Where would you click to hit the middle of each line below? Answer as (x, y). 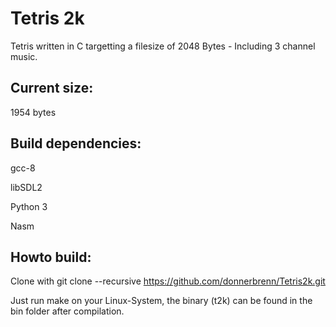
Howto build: (51, 257)
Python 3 (29, 206)
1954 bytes (33, 112)
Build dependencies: (76, 143)
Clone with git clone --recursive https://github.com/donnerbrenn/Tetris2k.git (168, 281)
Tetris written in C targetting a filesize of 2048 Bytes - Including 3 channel (163, 46)
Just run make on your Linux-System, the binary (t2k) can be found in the (161, 301)
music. (24, 56)
